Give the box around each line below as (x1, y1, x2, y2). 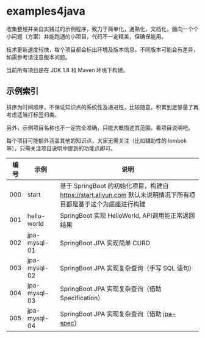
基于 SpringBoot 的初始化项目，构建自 (60, 181, 169, 190)
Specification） (60, 293, 104, 302)
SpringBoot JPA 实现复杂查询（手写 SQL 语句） (60, 264, 195, 272)
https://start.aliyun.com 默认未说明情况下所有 (60, 190, 190, 199)
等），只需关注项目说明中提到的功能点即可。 (6, 145, 116, 152)
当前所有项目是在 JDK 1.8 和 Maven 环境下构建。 (6, 66, 129, 74)
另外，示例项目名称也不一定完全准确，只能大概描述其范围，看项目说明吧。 (6, 124, 193, 131)
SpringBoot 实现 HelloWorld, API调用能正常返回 (60, 211, 195, 220)
